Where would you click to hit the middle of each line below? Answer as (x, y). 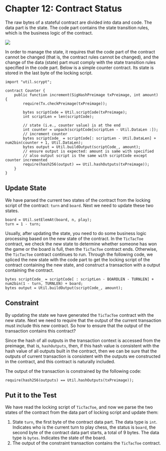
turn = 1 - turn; (23, 224)
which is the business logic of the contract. (49, 33)
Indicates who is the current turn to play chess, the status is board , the (84, 427)
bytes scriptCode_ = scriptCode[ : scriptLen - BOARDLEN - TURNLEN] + (80, 279)
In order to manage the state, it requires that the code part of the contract (80, 52)
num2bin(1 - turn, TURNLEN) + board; (44, 283)
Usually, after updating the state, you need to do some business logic (76, 233)
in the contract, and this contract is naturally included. (60, 361)
